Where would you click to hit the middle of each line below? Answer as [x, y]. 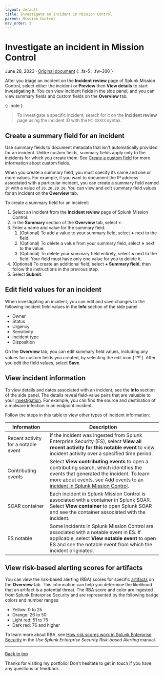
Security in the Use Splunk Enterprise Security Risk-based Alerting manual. [81, 640]
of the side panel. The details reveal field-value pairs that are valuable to [78, 395]
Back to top [17, 654]
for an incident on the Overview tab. [42, 193]
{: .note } [14, 106]
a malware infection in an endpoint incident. [49, 405]
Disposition [23, 342]
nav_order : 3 [18, 23]
